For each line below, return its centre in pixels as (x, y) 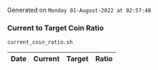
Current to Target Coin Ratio (56, 28)
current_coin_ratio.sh (40, 42)
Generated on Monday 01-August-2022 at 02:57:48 (79, 10)
